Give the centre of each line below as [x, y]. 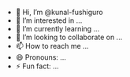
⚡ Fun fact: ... [37, 66]
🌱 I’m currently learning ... [58, 29]
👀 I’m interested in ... [49, 20]
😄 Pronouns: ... [41, 57]
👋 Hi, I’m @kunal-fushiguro [59, 12]
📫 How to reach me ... [52, 46]
